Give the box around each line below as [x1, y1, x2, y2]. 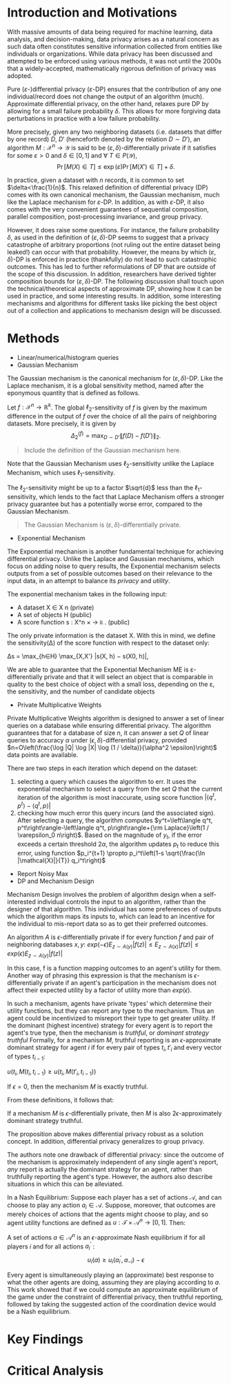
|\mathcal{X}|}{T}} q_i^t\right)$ [17, 856, 106, 865]
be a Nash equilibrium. [7, 1307, 71, 1315]
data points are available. [7, 750, 79, 759]
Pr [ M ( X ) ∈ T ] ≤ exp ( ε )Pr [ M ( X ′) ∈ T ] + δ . [57, 162, 175, 170]
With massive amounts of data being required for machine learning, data [7, 28, 213, 36]
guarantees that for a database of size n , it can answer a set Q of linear [7, 729, 209, 737]
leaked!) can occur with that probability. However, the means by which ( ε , [7, 247, 216, 256]
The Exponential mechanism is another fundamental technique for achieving [7, 547, 224, 556]
